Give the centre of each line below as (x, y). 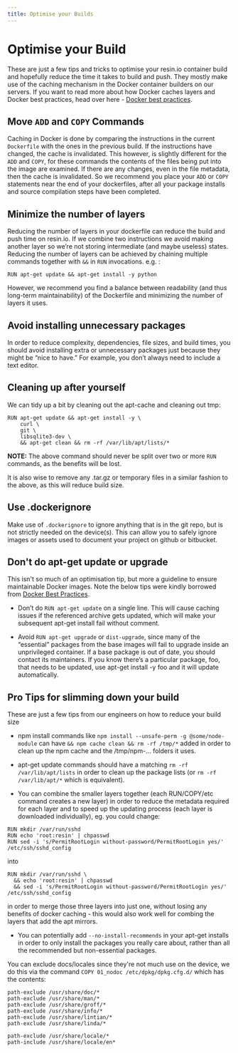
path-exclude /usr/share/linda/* (57, 1024)
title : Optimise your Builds (50, 14)
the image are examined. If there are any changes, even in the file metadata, (119, 169)
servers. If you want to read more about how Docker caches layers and (111, 92)
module (27, 744)
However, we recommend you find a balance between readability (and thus (117, 288)
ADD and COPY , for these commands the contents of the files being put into (114, 162)
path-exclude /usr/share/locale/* (59, 1036)
